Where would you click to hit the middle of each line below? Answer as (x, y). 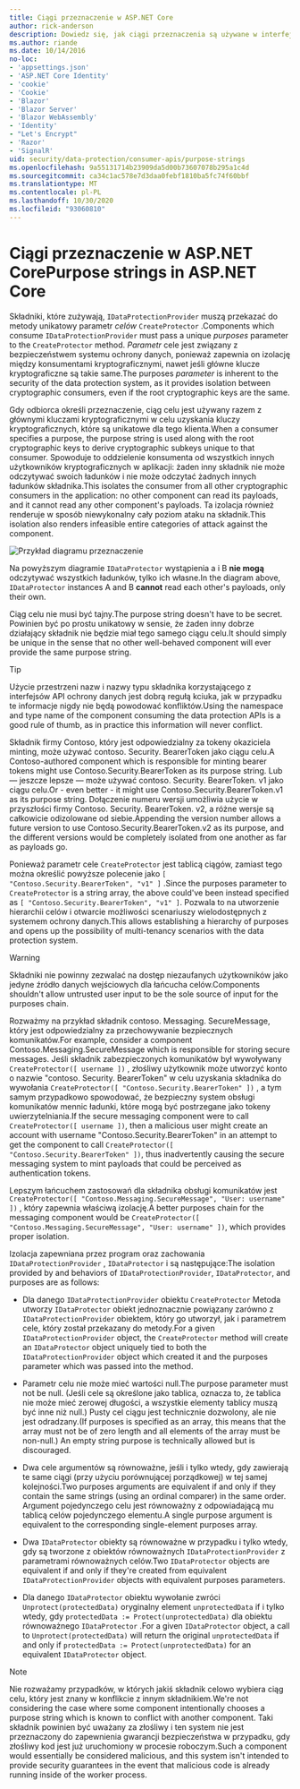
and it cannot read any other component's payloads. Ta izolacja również (142, 505)
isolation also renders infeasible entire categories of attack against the (138, 524)
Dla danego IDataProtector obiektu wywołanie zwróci (121, 1597)
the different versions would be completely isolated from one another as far (148, 837)
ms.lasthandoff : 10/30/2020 (62, 201)
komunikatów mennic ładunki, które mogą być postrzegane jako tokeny (140, 1106)
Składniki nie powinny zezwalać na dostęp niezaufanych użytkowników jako (149, 975)
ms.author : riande (43, 43)
